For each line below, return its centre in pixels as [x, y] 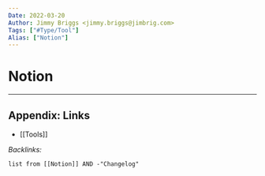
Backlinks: [25, 150]
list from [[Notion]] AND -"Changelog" [74, 164]
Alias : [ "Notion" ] [38, 37]
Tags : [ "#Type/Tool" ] [44, 30]
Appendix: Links [49, 115]
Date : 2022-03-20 [37, 15]
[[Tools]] [34, 134]
